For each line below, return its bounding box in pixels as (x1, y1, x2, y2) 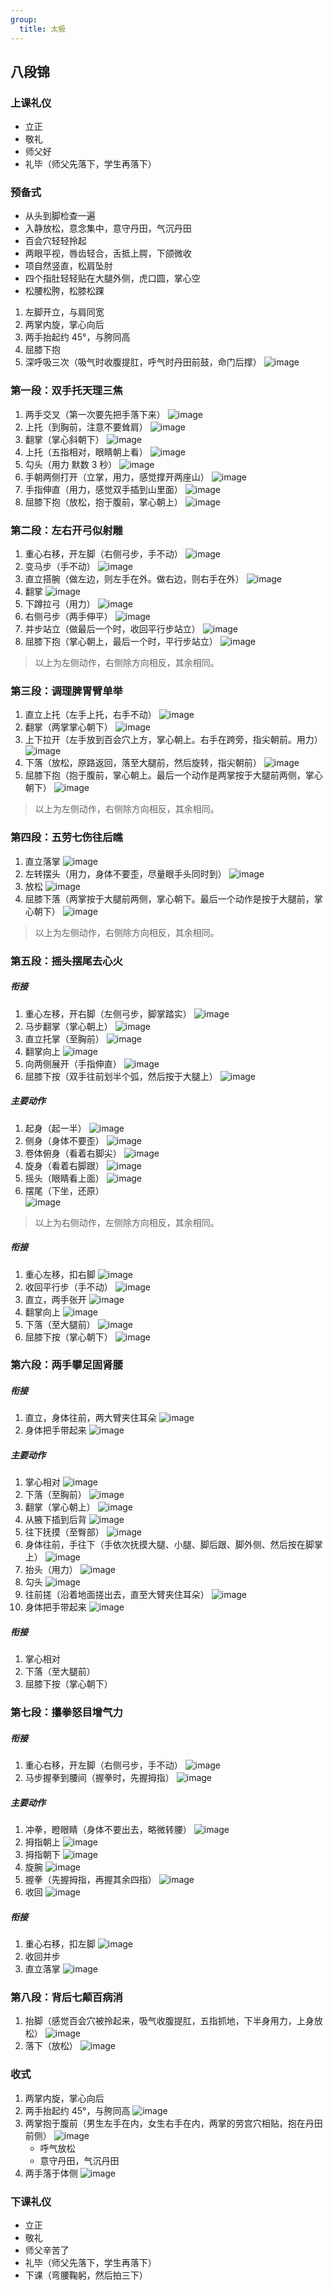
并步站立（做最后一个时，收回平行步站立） (24, 623, 201, 635)
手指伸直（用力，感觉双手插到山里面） (24, 483, 183, 495)
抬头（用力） (24, 1564, 78, 1576)
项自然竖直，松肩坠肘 (24, 260, 113, 272)
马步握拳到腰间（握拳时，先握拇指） (24, 1772, 175, 1784)
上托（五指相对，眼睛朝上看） (24, 446, 148, 458)
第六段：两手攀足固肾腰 (10, 1358, 123, 1372)
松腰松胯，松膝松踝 (24, 285, 105, 297)
